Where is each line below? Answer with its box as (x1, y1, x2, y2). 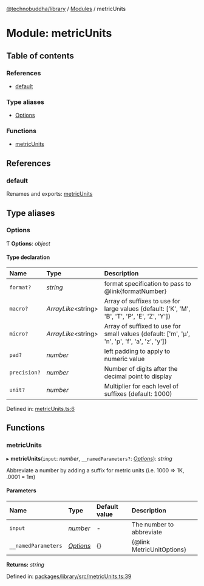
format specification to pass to (104, 280, 191, 288)
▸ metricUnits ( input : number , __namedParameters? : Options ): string (6, 455, 173, 462)
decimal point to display (104, 372, 172, 381)
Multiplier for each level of (104, 382, 179, 391)
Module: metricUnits (6, 27, 112, 40)
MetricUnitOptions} (131, 545, 186, 554)
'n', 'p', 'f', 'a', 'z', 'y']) (104, 337, 167, 346)
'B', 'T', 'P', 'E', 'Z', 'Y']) (104, 312, 171, 321)
